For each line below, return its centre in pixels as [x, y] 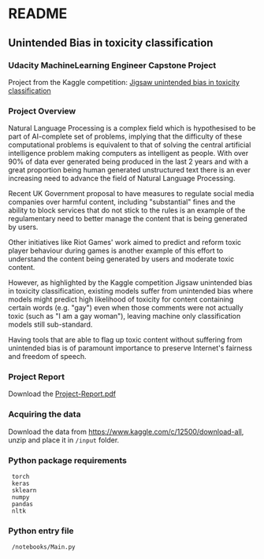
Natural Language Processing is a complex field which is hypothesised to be [132, 128]
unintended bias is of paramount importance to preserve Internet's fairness [130, 348]
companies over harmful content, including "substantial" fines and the [122, 202]
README [38, 14]
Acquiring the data [45, 414]
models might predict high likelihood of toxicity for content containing [121, 299]
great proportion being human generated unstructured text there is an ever [129, 170]
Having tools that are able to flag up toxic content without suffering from [125, 340]
